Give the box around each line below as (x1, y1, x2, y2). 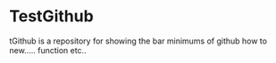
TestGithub (9, 6, 94, 27)
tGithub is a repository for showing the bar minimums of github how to (9, 35, 268, 46)
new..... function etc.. (9, 44, 87, 55)
